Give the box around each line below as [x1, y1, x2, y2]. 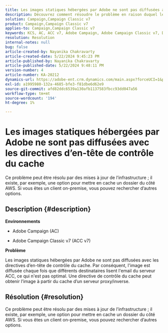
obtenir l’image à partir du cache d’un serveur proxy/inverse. [5, 278, 130, 284]
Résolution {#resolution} [5, 293, 84, 301]
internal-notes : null [5, 40, 50, 45]
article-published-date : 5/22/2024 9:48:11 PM [5, 63, 104, 68]
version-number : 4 [5, 68, 43, 73]
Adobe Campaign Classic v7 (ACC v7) [12, 237, 91, 243]
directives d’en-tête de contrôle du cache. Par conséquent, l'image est [5, 262, 150, 268]
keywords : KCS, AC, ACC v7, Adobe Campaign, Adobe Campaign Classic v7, [5, 30, 160, 35]
